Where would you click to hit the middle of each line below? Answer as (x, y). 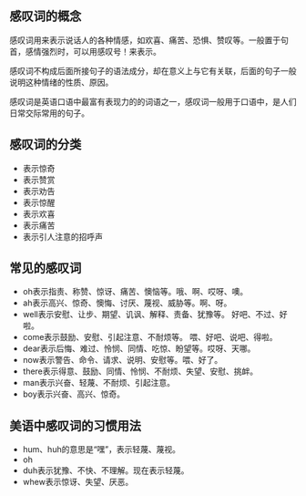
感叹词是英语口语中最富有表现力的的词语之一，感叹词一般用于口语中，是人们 (153, 101)
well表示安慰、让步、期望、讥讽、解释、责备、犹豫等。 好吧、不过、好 (155, 315)
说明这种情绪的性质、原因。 (61, 82)
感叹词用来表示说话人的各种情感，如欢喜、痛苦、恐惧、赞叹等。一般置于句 (149, 40)
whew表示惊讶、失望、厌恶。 (78, 482)
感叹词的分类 (46, 145)
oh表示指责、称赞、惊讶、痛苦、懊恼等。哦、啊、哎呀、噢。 (135, 292)
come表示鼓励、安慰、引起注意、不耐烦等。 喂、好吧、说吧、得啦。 (150, 337)
